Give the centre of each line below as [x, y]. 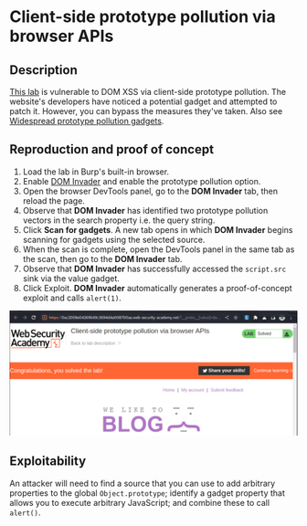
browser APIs [62, 36]
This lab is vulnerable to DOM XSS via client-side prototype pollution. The [148, 92]
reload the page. [53, 200]
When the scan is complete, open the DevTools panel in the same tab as [159, 249]
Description [43, 70]
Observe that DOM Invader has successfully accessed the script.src [154, 268]
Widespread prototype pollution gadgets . [87, 121]
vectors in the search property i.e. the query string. [119, 220]
